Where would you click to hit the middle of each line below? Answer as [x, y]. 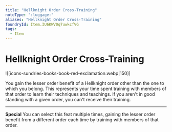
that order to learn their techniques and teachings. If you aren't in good [80, 94]
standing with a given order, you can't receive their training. [68, 99]
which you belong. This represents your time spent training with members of [86, 89]
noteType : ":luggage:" [29, 15]
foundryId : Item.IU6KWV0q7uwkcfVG [42, 24]
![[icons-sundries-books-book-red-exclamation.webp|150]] [68, 73]
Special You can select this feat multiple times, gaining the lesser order [80, 114]
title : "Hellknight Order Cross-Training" [51, 10]
